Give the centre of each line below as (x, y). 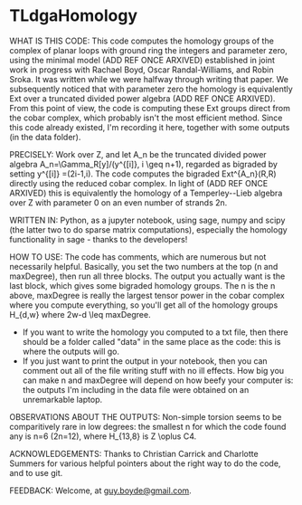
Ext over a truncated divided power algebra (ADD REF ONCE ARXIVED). (142, 98)
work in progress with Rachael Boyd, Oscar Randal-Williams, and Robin (142, 70)
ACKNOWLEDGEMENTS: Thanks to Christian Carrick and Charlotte (134, 453)
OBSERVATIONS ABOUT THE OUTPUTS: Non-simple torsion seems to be (146, 416)
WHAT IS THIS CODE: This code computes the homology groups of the (142, 41)
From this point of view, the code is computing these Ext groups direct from (150, 108)
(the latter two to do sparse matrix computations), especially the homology (148, 229)
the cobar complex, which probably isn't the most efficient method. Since (146, 118)
